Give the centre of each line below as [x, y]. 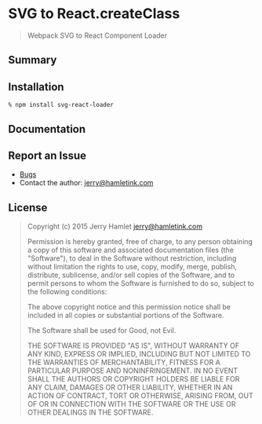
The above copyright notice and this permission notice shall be [129, 307]
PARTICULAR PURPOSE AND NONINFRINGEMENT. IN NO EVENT [133, 371]
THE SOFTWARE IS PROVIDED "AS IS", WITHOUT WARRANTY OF [133, 345]
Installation [36, 87]
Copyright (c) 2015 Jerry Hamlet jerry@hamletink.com [115, 227]
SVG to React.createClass [94, 14]
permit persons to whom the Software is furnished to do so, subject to [141, 283]
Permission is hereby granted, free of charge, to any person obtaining [140, 242]
